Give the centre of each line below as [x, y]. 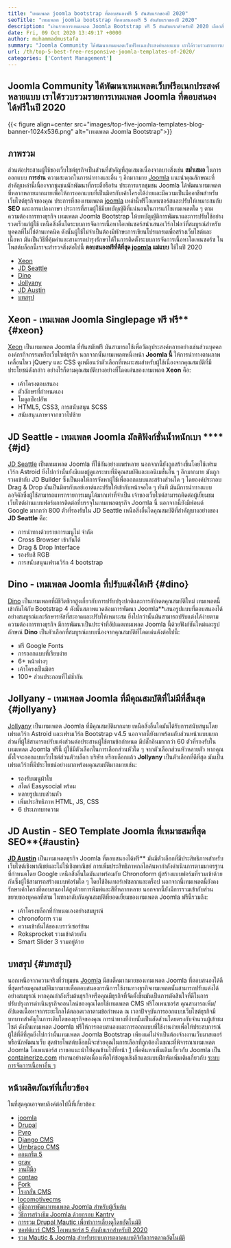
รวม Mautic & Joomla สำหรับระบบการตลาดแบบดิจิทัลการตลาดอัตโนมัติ [101, 1238]
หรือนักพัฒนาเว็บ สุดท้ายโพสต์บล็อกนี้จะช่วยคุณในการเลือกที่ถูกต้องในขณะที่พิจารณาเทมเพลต [111, 1043]
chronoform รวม [40, 919]
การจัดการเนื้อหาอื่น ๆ [32, 1065]
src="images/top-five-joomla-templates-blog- [139, 124]
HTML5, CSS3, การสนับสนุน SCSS [63, 407]
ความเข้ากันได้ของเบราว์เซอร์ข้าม [53, 926]
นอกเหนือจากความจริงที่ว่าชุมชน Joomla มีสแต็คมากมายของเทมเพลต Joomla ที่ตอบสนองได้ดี [115, 981]
